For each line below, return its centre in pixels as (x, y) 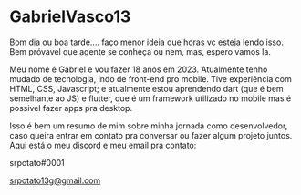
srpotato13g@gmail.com (55, 180)
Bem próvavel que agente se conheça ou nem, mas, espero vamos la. (140, 51)
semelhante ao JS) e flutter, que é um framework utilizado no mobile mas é (150, 98)
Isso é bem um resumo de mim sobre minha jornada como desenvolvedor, (149, 126)
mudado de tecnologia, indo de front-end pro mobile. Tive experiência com (150, 78)
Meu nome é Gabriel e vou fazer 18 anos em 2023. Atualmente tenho (139, 69)
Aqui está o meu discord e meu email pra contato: (103, 145)
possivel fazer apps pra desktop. (71, 108)
